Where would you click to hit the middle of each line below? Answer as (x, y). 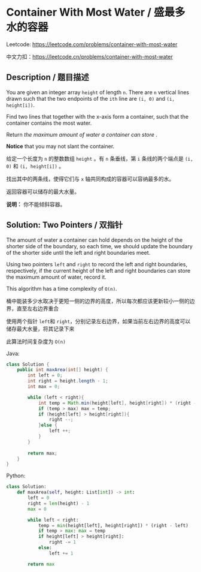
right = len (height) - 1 (59, 503)
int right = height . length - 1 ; (68, 381)
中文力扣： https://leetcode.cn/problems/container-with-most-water (90, 56)
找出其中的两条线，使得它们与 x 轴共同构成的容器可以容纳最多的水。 (90, 179)
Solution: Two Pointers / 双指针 (65, 225)
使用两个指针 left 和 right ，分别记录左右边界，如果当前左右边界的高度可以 (98, 321)
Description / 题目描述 (48, 78)
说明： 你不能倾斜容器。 (36, 204)
